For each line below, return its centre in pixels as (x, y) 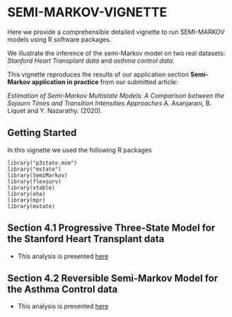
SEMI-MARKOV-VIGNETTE (87, 12)
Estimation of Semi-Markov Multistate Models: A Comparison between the (116, 96)
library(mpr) (27, 200)
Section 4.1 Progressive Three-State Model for (111, 228)
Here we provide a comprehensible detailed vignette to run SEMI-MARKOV (116, 32)
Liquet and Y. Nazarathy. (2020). (55, 110)
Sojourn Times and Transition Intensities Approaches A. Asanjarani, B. (110, 103)
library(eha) (27, 194)
